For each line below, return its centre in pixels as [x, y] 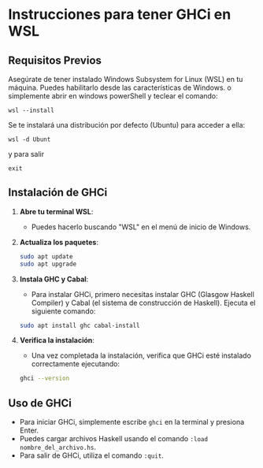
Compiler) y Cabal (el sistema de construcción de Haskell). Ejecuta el [143, 303]
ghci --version [44, 379]
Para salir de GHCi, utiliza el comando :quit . [91, 455]
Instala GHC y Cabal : [54, 279]
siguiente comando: [63, 311]
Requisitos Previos [55, 60]
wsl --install [31, 110]
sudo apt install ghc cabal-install [80, 325]
